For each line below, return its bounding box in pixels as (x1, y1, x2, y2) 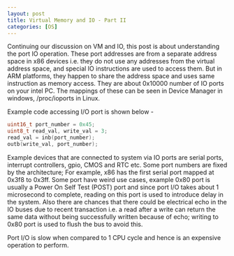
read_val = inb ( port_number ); (7, 134, 96, 142)
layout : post (7, 10, 45, 17)
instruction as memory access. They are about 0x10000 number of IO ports (7, 80, 225, 88)
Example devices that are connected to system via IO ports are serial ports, (7, 153, 224, 161)
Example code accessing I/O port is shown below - (7, 107, 154, 116)
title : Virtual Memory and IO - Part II (7, 17, 127, 24)
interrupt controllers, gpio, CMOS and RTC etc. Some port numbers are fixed (7, 160, 228, 169)
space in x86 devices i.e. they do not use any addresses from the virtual (7, 57, 215, 66)
